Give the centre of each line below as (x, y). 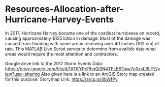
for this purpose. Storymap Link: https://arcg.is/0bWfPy (62, 79)
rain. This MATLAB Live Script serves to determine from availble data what (81, 49)
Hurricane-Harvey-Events (60, 19)
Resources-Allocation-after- (65, 9)
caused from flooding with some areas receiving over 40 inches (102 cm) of (82, 43)
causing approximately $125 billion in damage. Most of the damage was (78, 38)
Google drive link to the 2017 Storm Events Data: (54, 63)
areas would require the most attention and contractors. (62, 54)
